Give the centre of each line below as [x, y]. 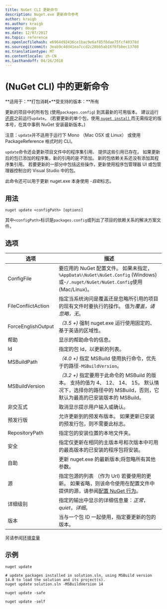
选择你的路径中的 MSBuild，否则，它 [117, 390]
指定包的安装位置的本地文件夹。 [96, 433]
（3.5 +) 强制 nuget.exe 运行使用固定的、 [107, 323]
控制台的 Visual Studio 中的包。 [46, 171]
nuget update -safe [25, 593]
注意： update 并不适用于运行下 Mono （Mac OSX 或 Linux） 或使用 [73, 135]
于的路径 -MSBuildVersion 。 [90, 366]
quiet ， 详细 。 [75, 507]
